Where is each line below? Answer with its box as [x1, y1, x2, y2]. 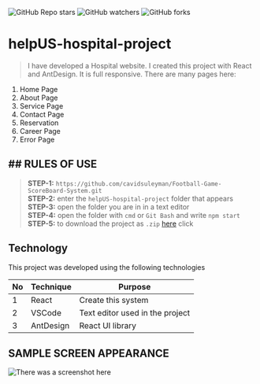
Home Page [19, 84, 58, 94]
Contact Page [19, 109, 65, 119]
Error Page [19, 135, 55, 144]
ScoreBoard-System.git [27, 186, 102, 194]
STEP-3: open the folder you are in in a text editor [27, 201, 190, 212]
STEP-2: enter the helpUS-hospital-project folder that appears [27, 194, 234, 203]
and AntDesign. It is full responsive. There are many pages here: [27, 69, 236, 79]
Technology [8, 242, 69, 255]
